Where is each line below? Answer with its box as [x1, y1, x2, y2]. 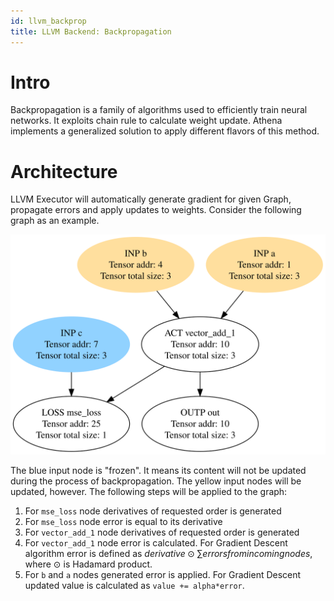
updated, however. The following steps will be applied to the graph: [10, 485, 288, 497]
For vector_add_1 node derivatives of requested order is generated [24, 526, 300, 538]
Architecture [10, 160, 118, 183]
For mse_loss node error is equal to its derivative [24, 515, 223, 527]
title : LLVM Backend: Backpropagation [10, 26, 172, 37]
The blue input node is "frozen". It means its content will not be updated [10, 464, 307, 476]
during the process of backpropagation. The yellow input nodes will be [10, 475, 302, 487]
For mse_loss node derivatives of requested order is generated [24, 505, 282, 517]
